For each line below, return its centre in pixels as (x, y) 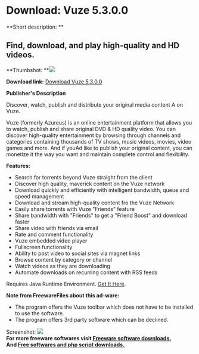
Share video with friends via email (56, 228)
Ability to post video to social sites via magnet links (77, 253)
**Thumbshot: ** (28, 70)
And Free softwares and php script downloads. (66, 344)
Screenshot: (21, 332)
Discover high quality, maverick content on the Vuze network (90, 184)
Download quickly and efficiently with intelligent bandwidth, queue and (102, 190)
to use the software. (39, 313)
